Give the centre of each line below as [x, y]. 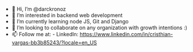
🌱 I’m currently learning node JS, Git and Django [70, 21]
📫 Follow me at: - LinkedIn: [45, 34]
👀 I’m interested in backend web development [67, 15]
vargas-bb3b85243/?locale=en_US [54, 43]
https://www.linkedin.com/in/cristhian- [127, 34]
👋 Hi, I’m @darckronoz [39, 9]
